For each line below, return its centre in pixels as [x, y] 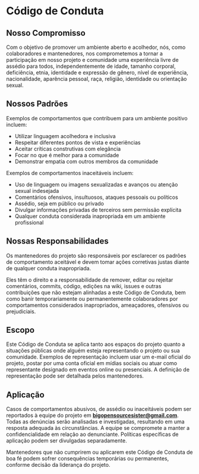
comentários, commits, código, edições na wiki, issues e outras [84, 286]
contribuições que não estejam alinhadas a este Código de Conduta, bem [96, 292]
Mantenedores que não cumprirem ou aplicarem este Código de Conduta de [99, 452]
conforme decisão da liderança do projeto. [58, 465]
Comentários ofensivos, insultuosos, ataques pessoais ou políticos [96, 197]
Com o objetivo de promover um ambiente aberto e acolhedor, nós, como [96, 47]
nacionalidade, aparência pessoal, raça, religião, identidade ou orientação [97, 79]
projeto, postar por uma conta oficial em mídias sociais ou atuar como [91, 363]
